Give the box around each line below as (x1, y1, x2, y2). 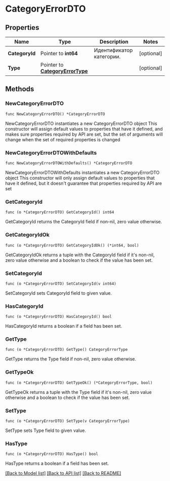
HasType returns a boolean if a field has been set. (5, 460, 109, 466)
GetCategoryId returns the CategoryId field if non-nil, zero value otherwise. (5, 219, 162, 225)
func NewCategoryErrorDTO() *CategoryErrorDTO (5, 111, 105, 116)
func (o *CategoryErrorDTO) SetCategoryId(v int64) (5, 281, 116, 286)
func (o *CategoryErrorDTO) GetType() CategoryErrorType (5, 347, 128, 352)
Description (99, 38, 129, 45)
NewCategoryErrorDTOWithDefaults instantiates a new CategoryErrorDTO (5, 169, 160, 175)
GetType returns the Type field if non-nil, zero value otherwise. (5, 356, 137, 362)
